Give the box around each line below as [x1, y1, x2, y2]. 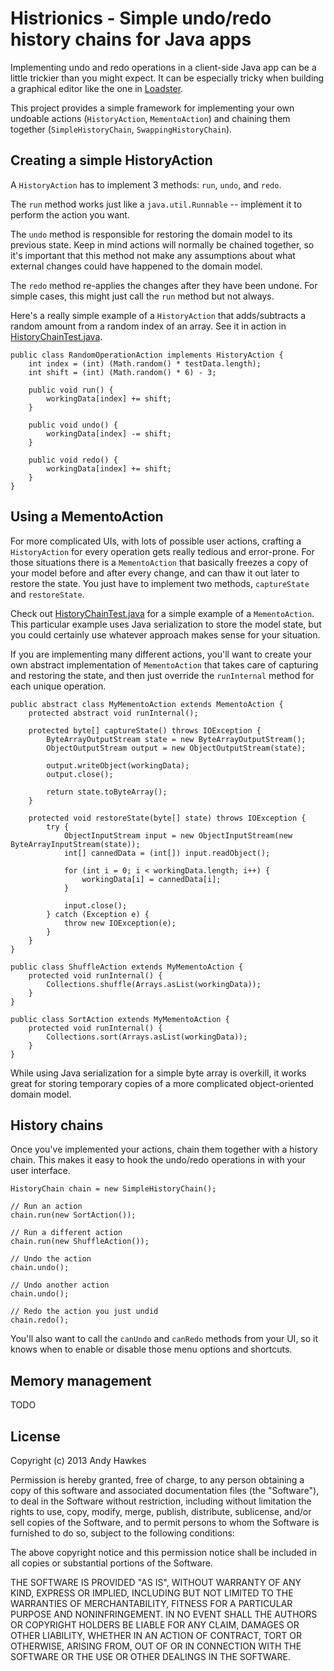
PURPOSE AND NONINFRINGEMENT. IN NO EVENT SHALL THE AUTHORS [10, 1608, 318, 1620]
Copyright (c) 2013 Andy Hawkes [10, 1455, 147, 1466]
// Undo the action [10, 1254, 92, 1264]
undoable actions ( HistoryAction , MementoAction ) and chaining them [10, 112, 291, 124]
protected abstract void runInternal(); [28, 708, 199, 718]
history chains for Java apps [10, 28, 252, 51]
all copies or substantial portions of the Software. [10, 1557, 213, 1569]
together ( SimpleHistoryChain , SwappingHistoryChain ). [10, 123, 233, 135]
